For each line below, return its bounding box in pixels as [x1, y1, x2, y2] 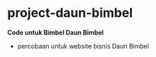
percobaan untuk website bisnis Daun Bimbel [17, 42, 150, 50]
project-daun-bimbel [7, 5, 133, 21]
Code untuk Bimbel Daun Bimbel [7, 28, 104, 37]
